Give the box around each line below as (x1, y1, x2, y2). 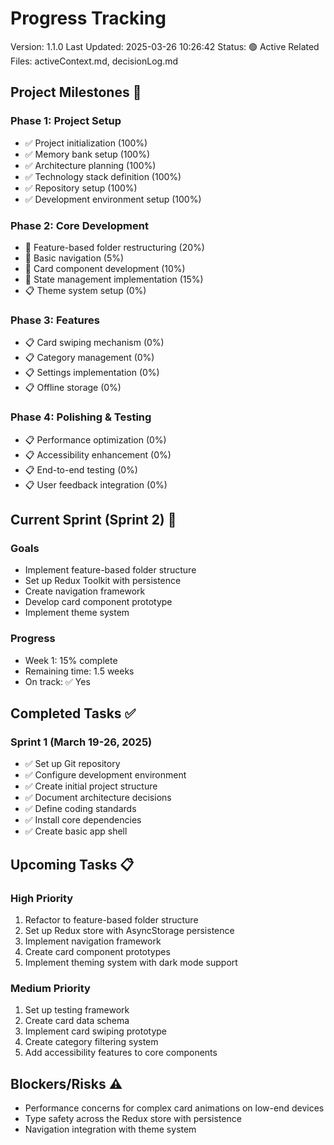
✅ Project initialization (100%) (24, 137, 148, 149)
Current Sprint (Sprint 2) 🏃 (10, 511, 177, 528)
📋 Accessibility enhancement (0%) (24, 448, 172, 461)
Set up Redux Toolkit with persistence (24, 575, 182, 587)
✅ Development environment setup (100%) (24, 193, 202, 205)
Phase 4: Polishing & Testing (10, 410, 152, 424)
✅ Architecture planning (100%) (24, 159, 157, 171)
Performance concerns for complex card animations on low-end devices (24, 1102, 325, 1114)
